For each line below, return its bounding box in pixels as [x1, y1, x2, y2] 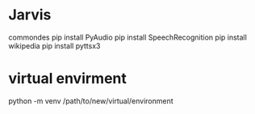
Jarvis [8, 6, 52, 24]
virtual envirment [8, 70, 127, 88]
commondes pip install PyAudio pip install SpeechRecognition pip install [8, 32, 248, 42]
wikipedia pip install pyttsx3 [8, 40, 101, 50]
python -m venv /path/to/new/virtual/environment [8, 95, 173, 106]
